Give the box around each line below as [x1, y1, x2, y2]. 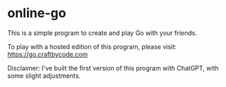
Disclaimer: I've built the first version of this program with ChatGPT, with [7, 63, 219, 72]
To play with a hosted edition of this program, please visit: [7, 42, 177, 51]
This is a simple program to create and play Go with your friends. [7, 29, 198, 37]
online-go [7, 5, 66, 21]
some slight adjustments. [7, 71, 81, 80]
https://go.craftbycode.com [7, 50, 88, 58]
